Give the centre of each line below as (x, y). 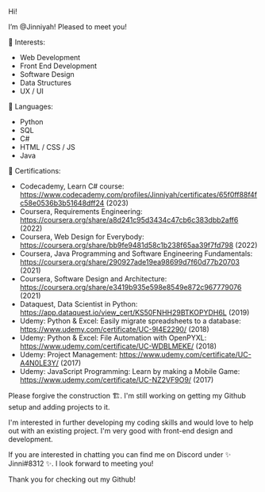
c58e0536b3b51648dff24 (62, 203)
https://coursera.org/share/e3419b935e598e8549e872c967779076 (131, 287)
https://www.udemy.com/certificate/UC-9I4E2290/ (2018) (115, 329)
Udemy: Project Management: (68, 355)
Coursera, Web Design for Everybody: (82, 236)
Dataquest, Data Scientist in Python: (79, 304)
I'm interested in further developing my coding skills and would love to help (131, 422)
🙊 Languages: (31, 107)
